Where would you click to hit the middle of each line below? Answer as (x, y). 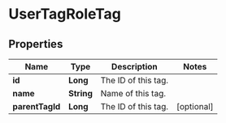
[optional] (195, 106)
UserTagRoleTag (65, 14)
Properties (36, 44)
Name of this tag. (133, 93)
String (80, 93)
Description (135, 67)
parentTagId (37, 106)
